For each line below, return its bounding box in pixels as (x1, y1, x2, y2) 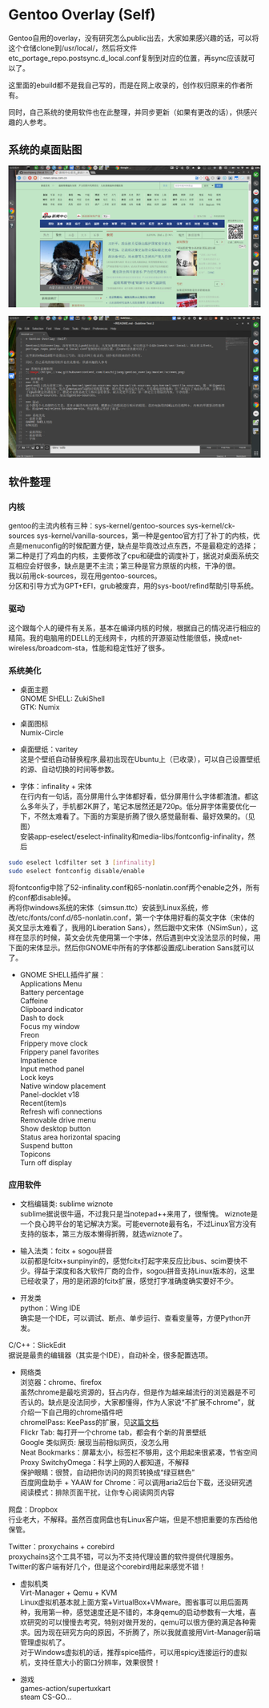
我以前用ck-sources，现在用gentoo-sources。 (8, 571, 162, 581)
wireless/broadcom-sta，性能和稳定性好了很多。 (8, 643, 170, 653)
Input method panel (19, 1064, 85, 1074)
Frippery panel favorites (19, 1046, 99, 1056)
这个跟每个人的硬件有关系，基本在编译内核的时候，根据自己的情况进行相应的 (8, 623, 261, 633)
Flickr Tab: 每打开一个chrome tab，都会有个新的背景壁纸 (19, 1427, 207, 1437)
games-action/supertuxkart (19, 1684, 111, 1694)
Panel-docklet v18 (19, 1089, 80, 1099)
